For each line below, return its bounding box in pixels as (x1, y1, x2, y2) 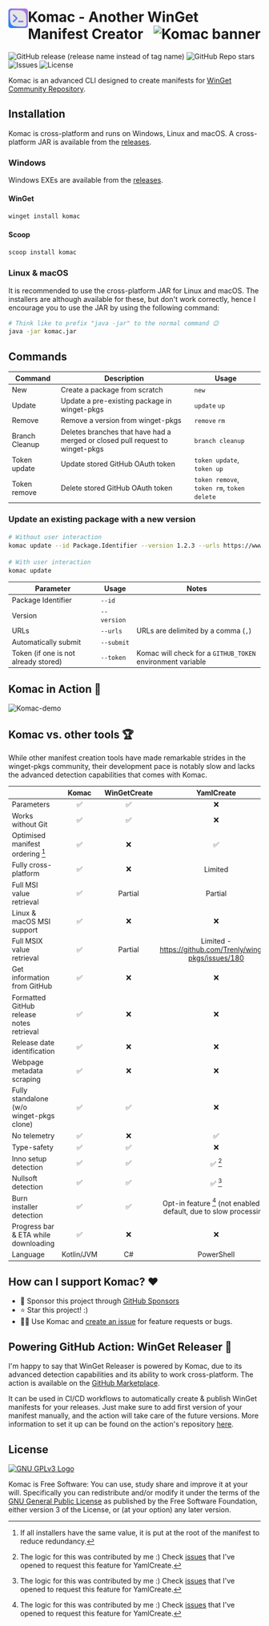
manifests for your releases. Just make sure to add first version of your (8, 1403, 243, 1412)
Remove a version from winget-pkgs (60, 416, 182, 425)
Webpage (11, 1057, 44, 1067)
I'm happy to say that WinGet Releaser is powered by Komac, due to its (8, 1362, 243, 1371)
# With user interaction (8, 558, 91, 566)
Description (103, 373, 144, 383)
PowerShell (197, 1250, 235, 1259)
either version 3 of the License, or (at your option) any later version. (8, 1504, 232, 1514)
